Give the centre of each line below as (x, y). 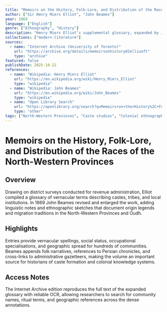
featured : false (22, 61)
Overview (21, 180)
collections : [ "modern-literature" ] (43, 38)
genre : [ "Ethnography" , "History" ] (42, 28)
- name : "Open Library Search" (42, 102)
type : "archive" (31, 56)
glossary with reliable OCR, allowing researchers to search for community (81, 295)
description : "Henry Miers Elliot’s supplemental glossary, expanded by (82, 33)
